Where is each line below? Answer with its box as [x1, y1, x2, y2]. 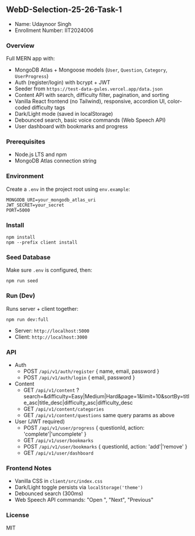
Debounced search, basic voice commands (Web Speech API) [14, 116, 166, 124]
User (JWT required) [14, 418, 65, 425]
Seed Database [6, 253, 51, 261]
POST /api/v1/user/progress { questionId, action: [23, 424, 145, 431]
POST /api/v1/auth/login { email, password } [23, 373, 135, 381]
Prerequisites [6, 138, 45, 146]
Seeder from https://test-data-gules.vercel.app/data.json [14, 85, 163, 92]
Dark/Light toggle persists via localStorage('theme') [14, 484, 143, 491]
